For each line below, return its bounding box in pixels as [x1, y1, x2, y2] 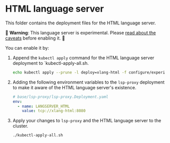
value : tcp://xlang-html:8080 [22, 109, 86, 114]
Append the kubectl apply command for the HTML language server [12, 54, 155, 61]
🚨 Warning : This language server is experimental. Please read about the [5, 29, 156, 35]
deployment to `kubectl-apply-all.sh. [12, 60, 89, 66]
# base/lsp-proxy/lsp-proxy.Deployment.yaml [12, 94, 109, 99]
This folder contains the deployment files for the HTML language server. [5, 20, 156, 26]
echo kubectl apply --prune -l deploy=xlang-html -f [12, 69, 127, 75]
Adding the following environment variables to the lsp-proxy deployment [12, 79, 165, 85]
